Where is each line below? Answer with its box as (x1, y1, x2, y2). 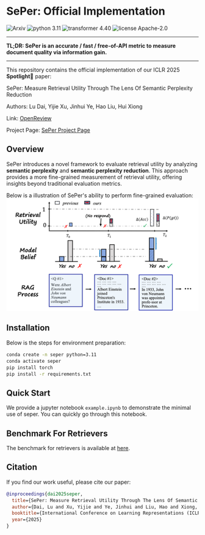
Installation (6, 322, 50, 333)
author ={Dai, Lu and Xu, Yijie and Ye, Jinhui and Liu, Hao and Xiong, (12, 504, 198, 510)
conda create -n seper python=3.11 (6, 351, 97, 358)
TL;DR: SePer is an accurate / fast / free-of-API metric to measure (6, 42, 176, 49)
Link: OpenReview (6, 114, 52, 122)
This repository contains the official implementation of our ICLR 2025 (6, 66, 180, 73)
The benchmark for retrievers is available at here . (6, 445, 130, 452)
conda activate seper (6, 358, 62, 364)
